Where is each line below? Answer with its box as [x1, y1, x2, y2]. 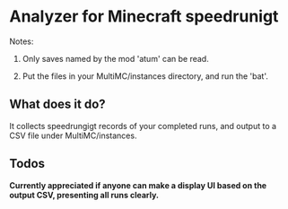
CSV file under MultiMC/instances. [9, 130, 137, 141]
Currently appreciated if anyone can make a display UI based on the [9, 179, 267, 190]
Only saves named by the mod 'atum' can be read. [22, 53, 209, 64]
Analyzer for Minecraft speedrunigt [9, 6, 279, 27]
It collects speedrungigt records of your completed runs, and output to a [9, 120, 276, 131]
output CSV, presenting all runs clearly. [9, 189, 160, 200]
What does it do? [9, 97, 106, 112]
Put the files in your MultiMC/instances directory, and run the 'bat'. [22, 70, 269, 82]
